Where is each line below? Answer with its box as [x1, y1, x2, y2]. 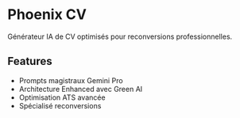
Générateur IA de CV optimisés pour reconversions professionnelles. [7, 32, 233, 41]
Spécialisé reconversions [18, 101, 102, 110]
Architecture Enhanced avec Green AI [18, 84, 143, 93]
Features [7, 55, 52, 68]
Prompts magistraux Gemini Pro [18, 75, 124, 85]
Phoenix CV [7, 6, 87, 24]
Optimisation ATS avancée [18, 93, 106, 102]
